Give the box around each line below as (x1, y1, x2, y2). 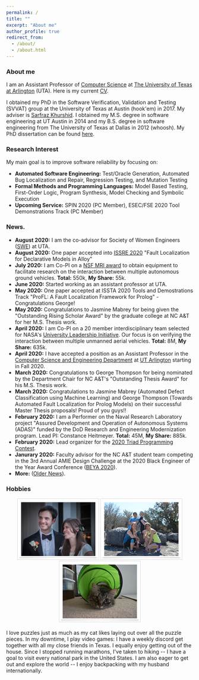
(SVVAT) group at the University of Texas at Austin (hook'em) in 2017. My (6, 105, 185, 112)
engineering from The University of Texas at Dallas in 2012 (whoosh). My (6, 124, 185, 131)
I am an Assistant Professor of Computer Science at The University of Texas (6, 81, 192, 88)
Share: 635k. (14, 343, 48, 350)
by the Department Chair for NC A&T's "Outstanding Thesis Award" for (14, 375, 188, 382)
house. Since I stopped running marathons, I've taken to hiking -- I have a (6, 648, 186, 656)
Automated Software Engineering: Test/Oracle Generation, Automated (14, 170, 189, 178)
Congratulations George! (14, 299, 75, 306)
